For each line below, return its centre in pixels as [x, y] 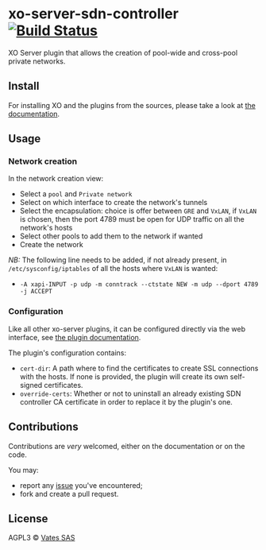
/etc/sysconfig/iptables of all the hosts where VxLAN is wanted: [113, 269]
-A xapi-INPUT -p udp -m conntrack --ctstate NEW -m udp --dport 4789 [139, 285]
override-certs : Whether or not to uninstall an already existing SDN [130, 393]
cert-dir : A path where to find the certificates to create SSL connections [139, 368]
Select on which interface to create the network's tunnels [114, 203]
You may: [23, 470]
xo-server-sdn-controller [93, 14]
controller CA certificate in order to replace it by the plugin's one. [126, 401]
